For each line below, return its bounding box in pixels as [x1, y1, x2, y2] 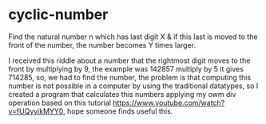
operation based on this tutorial [8, 98, 112, 107]
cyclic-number [8, 6, 109, 24]
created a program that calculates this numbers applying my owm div [8, 89, 236, 99]
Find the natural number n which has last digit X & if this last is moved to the [8, 32, 258, 41]
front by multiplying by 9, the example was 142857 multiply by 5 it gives [8, 64, 244, 73]
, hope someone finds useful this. [62, 106, 173, 116]
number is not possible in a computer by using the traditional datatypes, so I [8, 81, 259, 91]
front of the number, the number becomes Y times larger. [8, 40, 197, 49]
